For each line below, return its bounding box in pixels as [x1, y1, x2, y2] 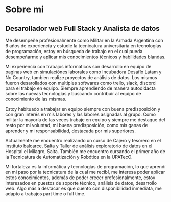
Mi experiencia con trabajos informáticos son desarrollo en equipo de [5, 64, 152, 69]
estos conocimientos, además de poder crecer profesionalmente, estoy [5, 174, 156, 181]
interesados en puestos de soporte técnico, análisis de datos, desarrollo [5, 180, 157, 186]
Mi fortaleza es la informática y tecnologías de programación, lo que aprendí [5, 164, 166, 169]
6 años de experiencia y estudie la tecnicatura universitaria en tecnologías [5, 43, 162, 49]
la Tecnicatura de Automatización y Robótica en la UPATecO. [5, 154, 133, 160]
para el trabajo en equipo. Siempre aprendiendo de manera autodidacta [5, 85, 156, 91]
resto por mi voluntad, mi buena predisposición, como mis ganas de [5, 122, 148, 128]
